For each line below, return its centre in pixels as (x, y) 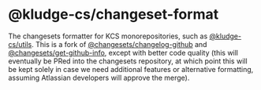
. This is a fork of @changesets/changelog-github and (119, 44)
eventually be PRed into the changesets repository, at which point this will (128, 61)
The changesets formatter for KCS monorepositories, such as (108, 36)
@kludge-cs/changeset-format (114, 14)
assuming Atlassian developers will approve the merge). (99, 77)
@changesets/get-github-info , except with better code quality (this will (123, 52)
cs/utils (20, 44)
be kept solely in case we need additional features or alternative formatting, (131, 69)
